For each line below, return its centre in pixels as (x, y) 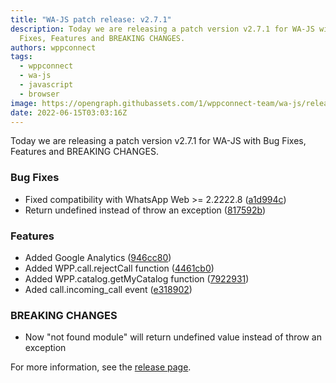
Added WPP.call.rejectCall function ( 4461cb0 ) (119, 268)
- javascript (46, 85)
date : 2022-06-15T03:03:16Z (69, 112)
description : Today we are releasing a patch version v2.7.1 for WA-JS (162, 29)
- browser (39, 94)
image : (24, 103)
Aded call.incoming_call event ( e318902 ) (108, 289)
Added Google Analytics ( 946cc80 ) (98, 257)
